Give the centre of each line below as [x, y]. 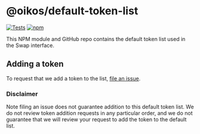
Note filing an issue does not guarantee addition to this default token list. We [100, 107]
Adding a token [35, 64]
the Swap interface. [30, 45]
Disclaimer [22, 94]
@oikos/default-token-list [72, 11]
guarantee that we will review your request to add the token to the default [96, 120]
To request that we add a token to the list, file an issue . [73, 78]
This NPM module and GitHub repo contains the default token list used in [96, 39]
